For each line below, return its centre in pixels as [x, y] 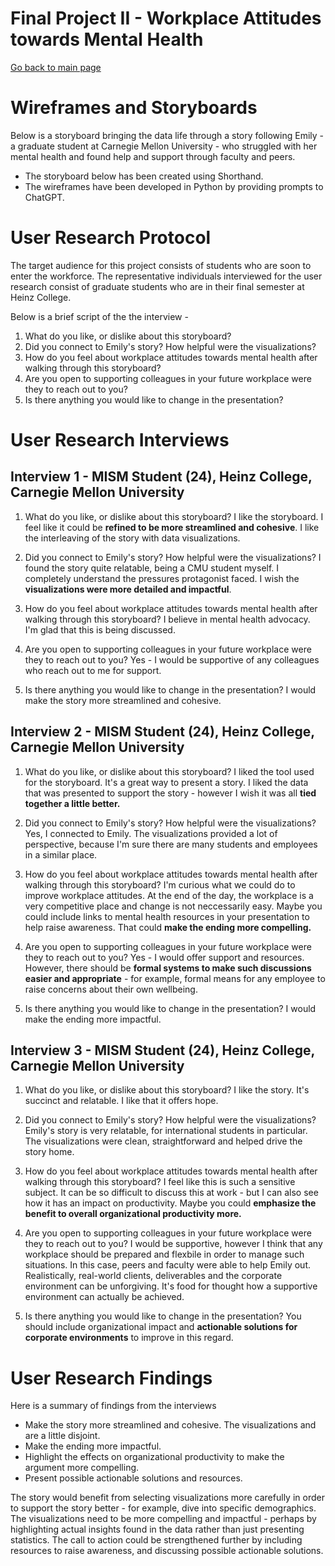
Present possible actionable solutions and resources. [133, 1478]
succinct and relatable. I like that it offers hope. [121, 1101]
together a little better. [72, 803]
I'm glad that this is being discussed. [100, 629]
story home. [49, 1152]
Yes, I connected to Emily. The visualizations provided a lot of [151, 833]
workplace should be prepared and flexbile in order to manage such [164, 1254]
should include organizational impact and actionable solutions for [161, 1327]
